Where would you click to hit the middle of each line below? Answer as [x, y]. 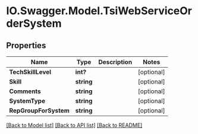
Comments [25, 91]
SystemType [27, 101]
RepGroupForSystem [40, 111]
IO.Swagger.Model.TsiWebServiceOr [99, 11]
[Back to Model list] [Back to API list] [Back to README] [74, 125]
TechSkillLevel [30, 72]
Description [115, 62]
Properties [26, 45]
